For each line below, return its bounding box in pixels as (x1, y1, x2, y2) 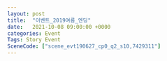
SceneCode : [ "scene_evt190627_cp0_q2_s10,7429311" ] (7, 43, 161, 50)
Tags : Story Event (7, 36, 61, 43)
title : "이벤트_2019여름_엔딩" (7, 17, 92, 24)
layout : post (7, 10, 45, 18)
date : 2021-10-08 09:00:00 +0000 (7, 23, 111, 30)
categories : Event (7, 29, 61, 37)
